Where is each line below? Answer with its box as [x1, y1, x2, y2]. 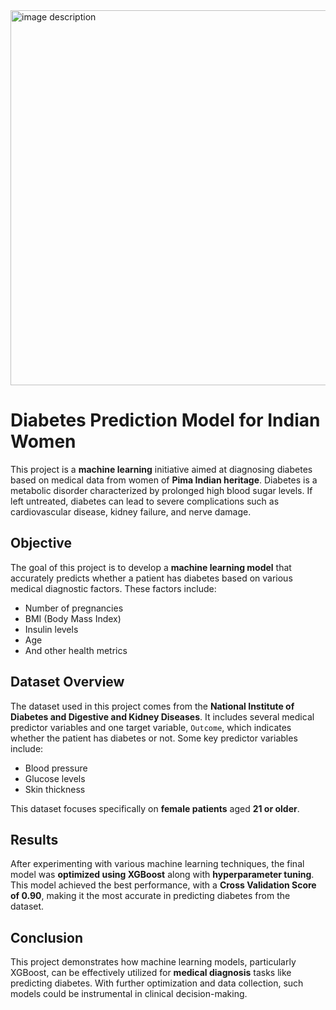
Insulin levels [24, 623, 79, 635]
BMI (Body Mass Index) [24, 612, 122, 624]
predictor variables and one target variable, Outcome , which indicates [10, 721, 292, 733]
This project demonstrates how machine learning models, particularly [10, 956, 297, 968]
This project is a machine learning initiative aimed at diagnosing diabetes [10, 463, 313, 475]
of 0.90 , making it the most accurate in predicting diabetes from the [10, 890, 291, 902]
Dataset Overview [10, 674, 125, 691]
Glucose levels [24, 772, 86, 784]
